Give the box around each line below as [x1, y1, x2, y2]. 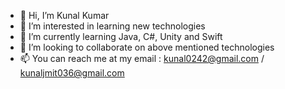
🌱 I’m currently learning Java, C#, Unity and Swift [19, 31, 223, 42]
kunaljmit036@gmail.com [19, 67, 125, 79]
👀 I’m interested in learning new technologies [19, 20, 206, 32]
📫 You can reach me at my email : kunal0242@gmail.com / [19, 53, 265, 64]
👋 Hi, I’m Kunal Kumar [19, 10, 110, 21]
